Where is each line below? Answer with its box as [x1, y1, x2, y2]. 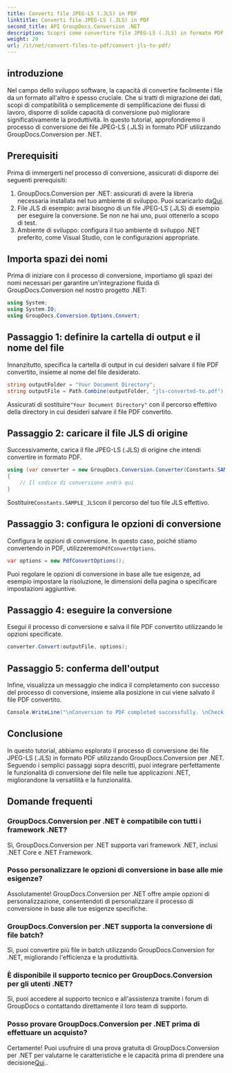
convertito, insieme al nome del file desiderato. [7, 367, 141, 376]
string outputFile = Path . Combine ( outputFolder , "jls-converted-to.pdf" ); [7, 387, 227, 394]
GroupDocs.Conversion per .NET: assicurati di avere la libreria [17, 189, 193, 197]
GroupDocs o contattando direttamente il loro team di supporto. [7, 1002, 188, 1010]
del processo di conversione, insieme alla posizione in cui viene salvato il [7, 688, 215, 697]
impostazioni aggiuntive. [7, 584, 77, 592]
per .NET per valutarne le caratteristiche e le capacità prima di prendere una [7, 1051, 224, 1059]
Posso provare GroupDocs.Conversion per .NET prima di [7, 1019, 200, 1029]
